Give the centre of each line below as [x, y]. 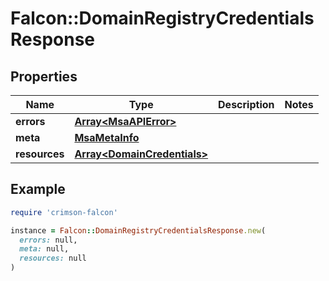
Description [246, 104]
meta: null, [44, 249]
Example [38, 189]
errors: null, [48, 240]
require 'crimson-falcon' [64, 212]
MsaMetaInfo [107, 137]
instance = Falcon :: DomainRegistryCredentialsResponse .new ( [138, 230]
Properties [44, 76]
